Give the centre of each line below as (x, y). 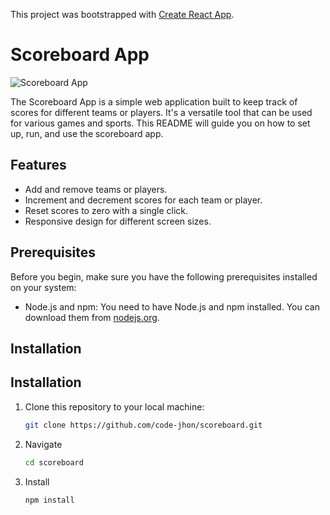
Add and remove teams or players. (96, 189)
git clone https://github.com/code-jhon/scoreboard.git (143, 425)
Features (38, 165)
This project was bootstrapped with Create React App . (122, 14)
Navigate (43, 444)
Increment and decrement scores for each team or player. (143, 200)
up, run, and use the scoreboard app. (87, 133)
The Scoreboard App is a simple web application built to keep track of (154, 101)
